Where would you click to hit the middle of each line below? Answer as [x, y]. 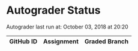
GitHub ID [23, 41]
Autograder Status [53, 10]
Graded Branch [106, 41]
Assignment [61, 41]
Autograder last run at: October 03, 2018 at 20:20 [67, 27]
